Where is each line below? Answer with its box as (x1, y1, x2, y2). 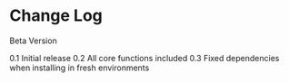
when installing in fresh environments (9, 62, 150, 73)
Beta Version (9, 35, 57, 46)
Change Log (9, 5, 103, 26)
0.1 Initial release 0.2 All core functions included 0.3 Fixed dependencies (9, 52, 280, 63)
